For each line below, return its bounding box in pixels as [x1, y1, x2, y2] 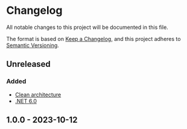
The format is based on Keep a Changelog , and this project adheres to [6, 35, 181, 42]
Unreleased [6, 59, 51, 69]
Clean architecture [14, 91, 62, 98]
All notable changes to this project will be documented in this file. [6, 24, 169, 31]
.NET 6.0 [14, 97, 37, 104]
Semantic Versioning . [6, 42, 59, 49]
